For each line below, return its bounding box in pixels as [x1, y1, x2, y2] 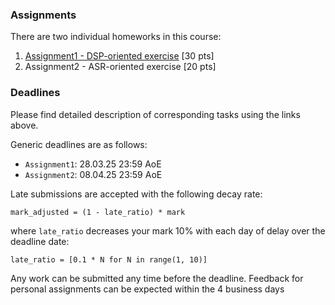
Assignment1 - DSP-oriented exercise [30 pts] [24, 50, 215, 62]
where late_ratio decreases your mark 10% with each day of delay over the [10, 224, 326, 237]
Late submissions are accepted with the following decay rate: [10, 188, 263, 200]
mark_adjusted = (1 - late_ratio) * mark [10, 207, 186, 217]
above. [10, 119, 39, 131]
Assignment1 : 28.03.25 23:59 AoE [24, 158, 162, 170]
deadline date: [10, 235, 70, 247]
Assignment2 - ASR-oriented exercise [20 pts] [24, 61, 217, 73]
